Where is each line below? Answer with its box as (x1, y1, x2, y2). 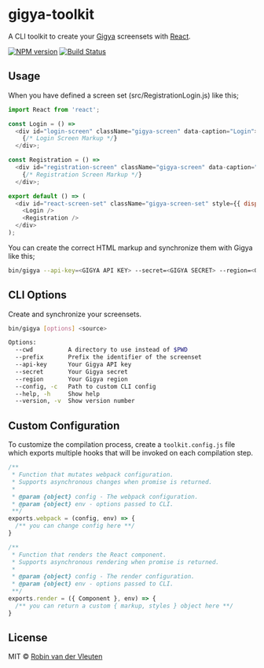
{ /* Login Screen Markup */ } (22, 135, 118, 142)
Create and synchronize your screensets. (8, 309, 142, 319)
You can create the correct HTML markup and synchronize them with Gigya (8, 242, 253, 253)
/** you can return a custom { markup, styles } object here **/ (15, 602, 234, 610)
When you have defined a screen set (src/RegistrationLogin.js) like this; (8, 90, 240, 100)
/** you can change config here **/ (15, 522, 135, 530)
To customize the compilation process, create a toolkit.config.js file (8, 440, 236, 449)
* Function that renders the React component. (11, 551, 167, 559)
